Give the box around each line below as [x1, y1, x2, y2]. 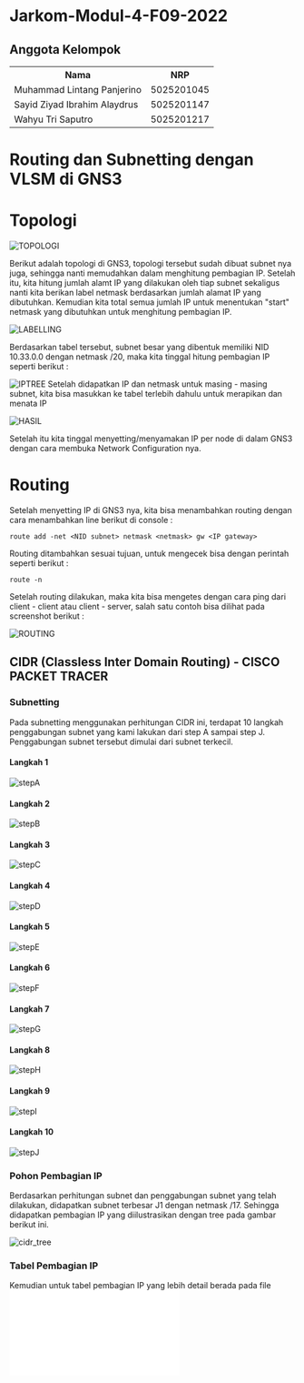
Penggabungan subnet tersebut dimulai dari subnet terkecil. [9, 736, 233, 747]
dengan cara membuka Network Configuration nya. [9, 443, 201, 454]
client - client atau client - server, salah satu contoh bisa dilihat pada [9, 601, 265, 612]
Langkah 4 [9, 880, 51, 891]
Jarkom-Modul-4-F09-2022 [9, 5, 229, 26]
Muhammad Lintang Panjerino [14, 84, 142, 96]
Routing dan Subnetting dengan [9, 149, 254, 170]
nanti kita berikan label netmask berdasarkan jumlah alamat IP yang [9, 288, 261, 298]
